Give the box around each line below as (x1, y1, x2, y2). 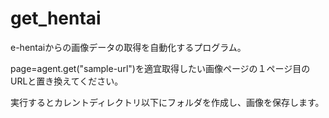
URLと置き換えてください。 (10, 75, 124, 87)
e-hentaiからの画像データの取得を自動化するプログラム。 (10, 41, 247, 53)
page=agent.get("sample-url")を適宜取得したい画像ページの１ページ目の (10, 62, 311, 74)
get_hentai (10, 7, 102, 30)
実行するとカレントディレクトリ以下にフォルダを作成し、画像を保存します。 (10, 96, 325, 108)
